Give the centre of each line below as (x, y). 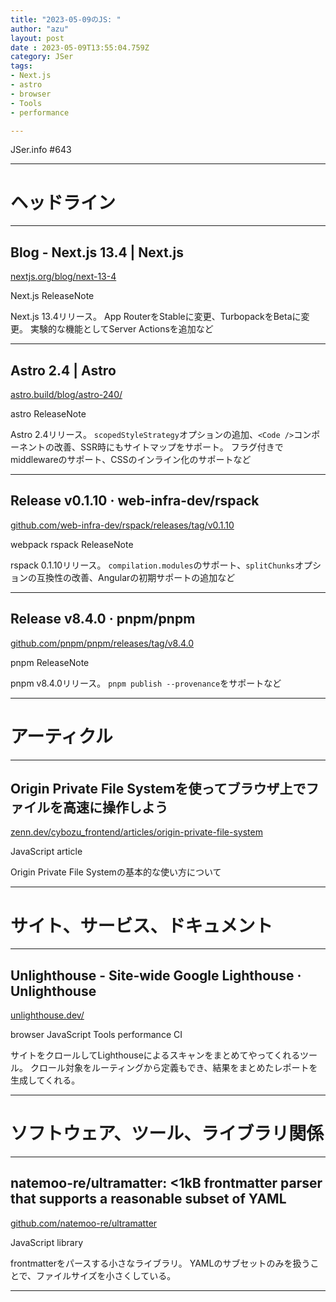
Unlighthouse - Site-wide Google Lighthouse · (156, 975)
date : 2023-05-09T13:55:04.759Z (80, 47)
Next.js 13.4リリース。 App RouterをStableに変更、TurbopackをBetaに (156, 317)
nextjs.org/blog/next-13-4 (63, 277)
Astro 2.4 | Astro (63, 370)
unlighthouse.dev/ (47, 1015)
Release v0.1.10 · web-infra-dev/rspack (135, 501)
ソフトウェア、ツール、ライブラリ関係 (167, 1133)
